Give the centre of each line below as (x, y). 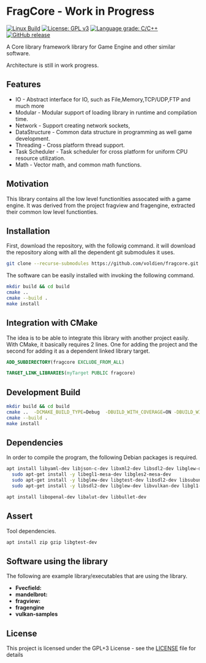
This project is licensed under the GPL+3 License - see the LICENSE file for (101, 648)
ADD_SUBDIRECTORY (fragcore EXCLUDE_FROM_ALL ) (65, 362)
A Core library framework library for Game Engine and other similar (91, 47)
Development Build (44, 392)
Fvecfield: (28, 588)
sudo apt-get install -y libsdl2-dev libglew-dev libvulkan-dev (96, 486)
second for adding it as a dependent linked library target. (78, 351)
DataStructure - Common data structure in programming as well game (104, 132)
